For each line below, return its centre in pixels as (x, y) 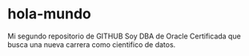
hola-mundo (49, 14)
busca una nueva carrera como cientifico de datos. (92, 44)
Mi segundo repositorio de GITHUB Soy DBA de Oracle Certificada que (124, 36)
